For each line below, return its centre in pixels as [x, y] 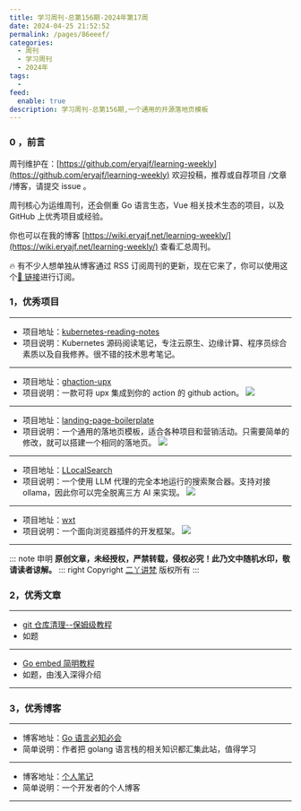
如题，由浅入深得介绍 [61, 675]
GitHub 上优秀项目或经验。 [59, 216]
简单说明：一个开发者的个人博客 [81, 788]
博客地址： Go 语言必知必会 [72, 738]
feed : [19, 92]
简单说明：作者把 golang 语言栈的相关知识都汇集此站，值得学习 [139, 749]
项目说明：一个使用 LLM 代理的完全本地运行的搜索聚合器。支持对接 [146, 481]
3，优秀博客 [35, 709]
